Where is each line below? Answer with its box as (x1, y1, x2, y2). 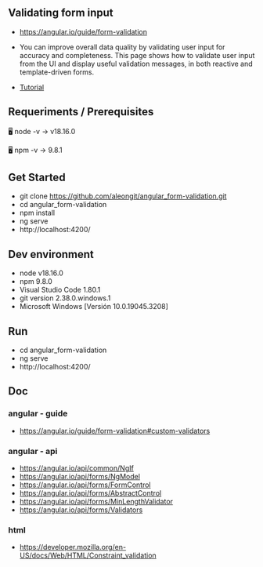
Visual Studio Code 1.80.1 (19, 285, 101, 295)
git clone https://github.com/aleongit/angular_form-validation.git (19, 191, 227, 201)
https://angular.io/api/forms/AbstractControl (19, 489, 162, 498)
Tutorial (19, 82, 45, 92)
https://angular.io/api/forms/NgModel (19, 472, 141, 482)
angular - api (8, 445, 58, 456)
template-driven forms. (19, 67, 95, 77)
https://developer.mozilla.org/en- (19, 543, 127, 552)
